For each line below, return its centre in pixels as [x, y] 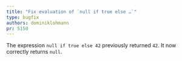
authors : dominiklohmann [38, 23]
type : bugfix [23, 17]
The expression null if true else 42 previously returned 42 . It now [91, 45]
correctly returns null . [34, 52]
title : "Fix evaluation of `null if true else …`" [72, 12]
